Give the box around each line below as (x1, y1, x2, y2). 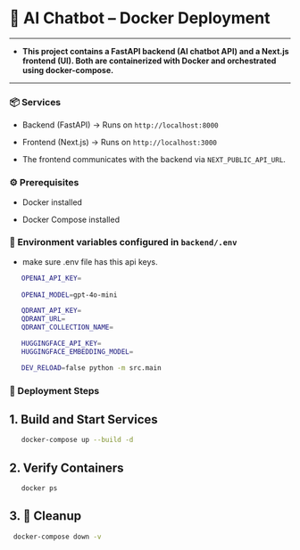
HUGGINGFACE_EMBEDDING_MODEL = (21, 347, 134, 356)
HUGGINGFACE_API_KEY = (21, 339, 102, 349)
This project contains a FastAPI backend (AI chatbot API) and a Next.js (21, 45, 289, 56)
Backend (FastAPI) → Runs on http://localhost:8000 (21, 119, 219, 130)
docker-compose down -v (12, 532, 102, 541)
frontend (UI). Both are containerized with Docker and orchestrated (21, 55, 277, 66)
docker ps (21, 484, 58, 493)
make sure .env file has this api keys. (21, 256, 158, 267)
